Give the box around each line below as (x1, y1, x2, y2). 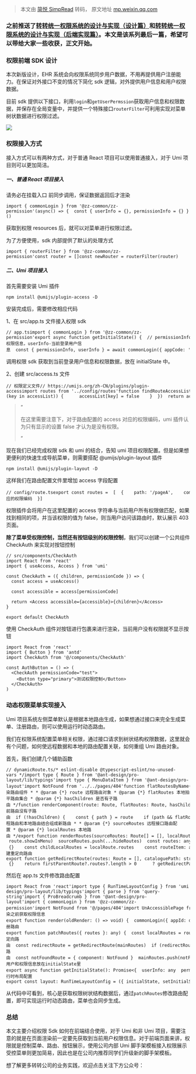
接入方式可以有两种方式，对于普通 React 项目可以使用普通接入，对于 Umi (6, 154, 182, 161)
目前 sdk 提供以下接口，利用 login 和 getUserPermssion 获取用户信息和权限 (6, 98, 180, 105)
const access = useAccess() (11, 579, 80, 585)
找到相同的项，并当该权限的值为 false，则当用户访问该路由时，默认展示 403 (6, 514, 189, 521)
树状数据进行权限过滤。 (6, 112, 62, 119)
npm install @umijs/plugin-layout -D (6, 466, 98, 472)
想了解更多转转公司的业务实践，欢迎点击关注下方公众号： (6, 1062, 144, 1069)
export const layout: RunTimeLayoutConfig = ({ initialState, (6, 979, 160, 984)
